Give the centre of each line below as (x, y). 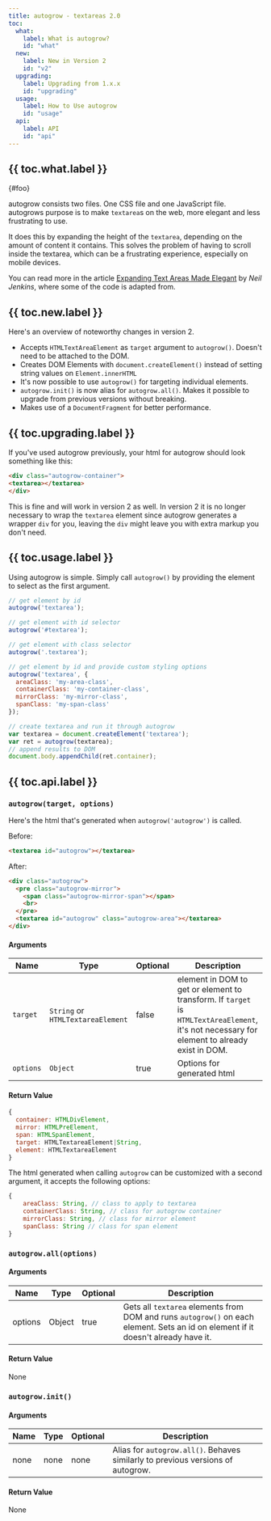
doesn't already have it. (167, 1337)
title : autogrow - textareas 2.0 (65, 16)
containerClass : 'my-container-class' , (83, 689)
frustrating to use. (38, 221)
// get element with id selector (65, 623)
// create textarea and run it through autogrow (92, 726)
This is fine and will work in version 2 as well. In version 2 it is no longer (127, 506)
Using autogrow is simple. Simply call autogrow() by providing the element (132, 577)
